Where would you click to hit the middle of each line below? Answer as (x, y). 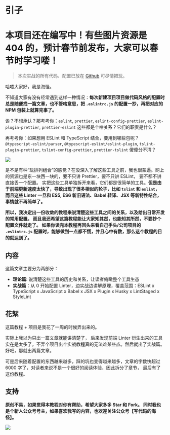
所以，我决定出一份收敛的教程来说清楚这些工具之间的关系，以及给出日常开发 (85, 212)
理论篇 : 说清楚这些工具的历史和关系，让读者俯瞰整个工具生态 (76, 279)
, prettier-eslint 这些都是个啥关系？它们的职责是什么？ (98, 127)
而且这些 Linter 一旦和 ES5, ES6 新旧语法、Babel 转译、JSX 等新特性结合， (83, 195)
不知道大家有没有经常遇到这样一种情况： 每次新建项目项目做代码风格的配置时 (85, 97)
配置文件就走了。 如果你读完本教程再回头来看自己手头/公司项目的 (73, 225)
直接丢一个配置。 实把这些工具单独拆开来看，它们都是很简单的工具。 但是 (81, 183)
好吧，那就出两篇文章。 (30, 350)
